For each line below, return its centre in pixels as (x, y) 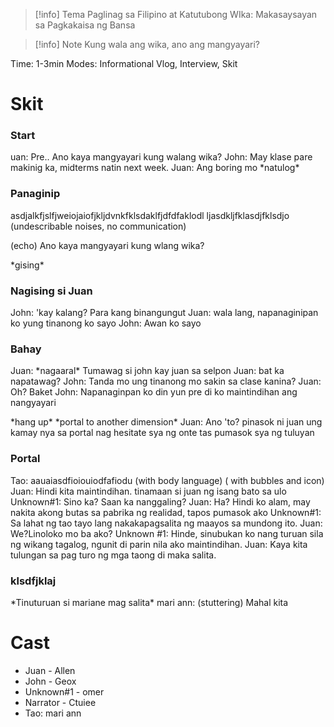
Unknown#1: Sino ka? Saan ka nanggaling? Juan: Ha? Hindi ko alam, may (160, 501)
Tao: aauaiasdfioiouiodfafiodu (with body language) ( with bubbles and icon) (167, 480)
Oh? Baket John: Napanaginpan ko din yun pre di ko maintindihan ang (154, 392)
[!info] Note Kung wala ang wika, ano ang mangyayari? (147, 44)
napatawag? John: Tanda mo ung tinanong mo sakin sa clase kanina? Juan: (166, 381)
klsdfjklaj (33, 581)
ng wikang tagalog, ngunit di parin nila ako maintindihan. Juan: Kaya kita (159, 544)
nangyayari (33, 403)
